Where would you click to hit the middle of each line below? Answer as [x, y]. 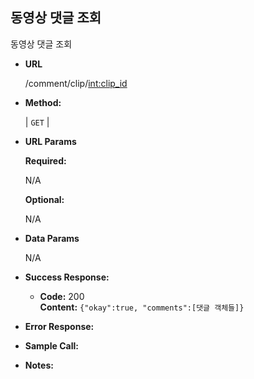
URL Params [50, 141]
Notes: [39, 365]
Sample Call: [51, 345]
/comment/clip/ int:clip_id [76, 83]
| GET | [37, 122]
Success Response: [67, 277]
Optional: [44, 199]
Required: [45, 160]
